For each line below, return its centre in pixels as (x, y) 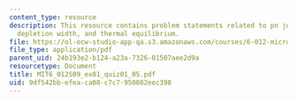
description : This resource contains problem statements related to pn (144, 25)
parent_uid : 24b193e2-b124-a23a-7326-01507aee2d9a (104, 58)
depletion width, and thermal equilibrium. (98, 33)
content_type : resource (53, 17)
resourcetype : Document (53, 67)
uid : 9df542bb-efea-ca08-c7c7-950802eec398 (91, 83)
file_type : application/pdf (61, 50)
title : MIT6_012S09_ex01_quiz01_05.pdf (83, 75)
